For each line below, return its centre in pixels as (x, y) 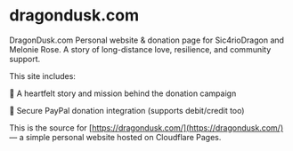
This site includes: (42, 75)
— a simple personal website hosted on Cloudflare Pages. (115, 137)
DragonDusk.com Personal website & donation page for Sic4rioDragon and (147, 40)
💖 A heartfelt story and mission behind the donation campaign (123, 93)
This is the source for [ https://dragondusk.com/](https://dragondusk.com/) (146, 127)
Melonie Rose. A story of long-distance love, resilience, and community (140, 49)
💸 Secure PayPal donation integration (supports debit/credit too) (127, 110)
